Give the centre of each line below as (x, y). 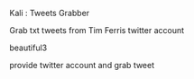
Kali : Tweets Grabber (50, 13)
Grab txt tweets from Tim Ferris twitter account (97, 30)
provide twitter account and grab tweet (82, 65)
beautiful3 (28, 48)
